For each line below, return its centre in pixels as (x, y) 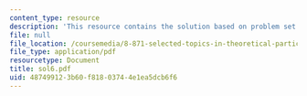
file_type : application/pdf (63, 52)
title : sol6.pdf (40, 69)
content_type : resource (55, 18)
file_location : (38, 43)
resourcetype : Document (55, 60)
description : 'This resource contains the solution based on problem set (153, 27)
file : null (30, 35)
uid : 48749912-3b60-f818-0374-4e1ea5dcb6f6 (94, 78)
